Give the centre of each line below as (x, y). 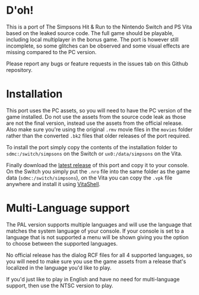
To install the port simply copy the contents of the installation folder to (92, 147)
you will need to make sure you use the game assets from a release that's (96, 261)
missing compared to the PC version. (51, 52)
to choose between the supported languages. (62, 243)
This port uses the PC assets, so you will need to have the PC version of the (99, 110)
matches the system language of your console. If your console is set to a (95, 231)
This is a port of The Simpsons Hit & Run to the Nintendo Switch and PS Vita (99, 27)
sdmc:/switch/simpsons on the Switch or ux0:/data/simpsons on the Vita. (94, 153)
